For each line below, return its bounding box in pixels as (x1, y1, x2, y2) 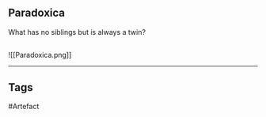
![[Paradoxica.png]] (8, 51, 72, 60)
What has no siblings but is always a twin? (8, 27, 146, 36)
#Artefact (8, 102, 40, 111)
